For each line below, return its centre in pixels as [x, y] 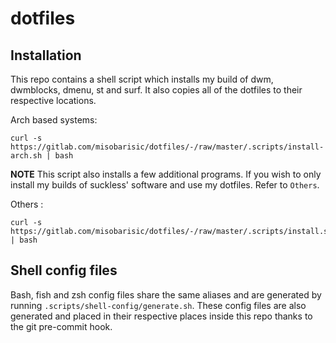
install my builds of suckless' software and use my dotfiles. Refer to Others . [165, 185]
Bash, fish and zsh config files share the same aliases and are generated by [166, 294]
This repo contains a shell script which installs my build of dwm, [142, 79]
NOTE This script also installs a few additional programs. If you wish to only [166, 174]
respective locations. [53, 100]
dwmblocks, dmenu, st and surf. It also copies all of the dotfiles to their [156, 90]
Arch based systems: [54, 120]
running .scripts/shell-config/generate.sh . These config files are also [158, 305]
